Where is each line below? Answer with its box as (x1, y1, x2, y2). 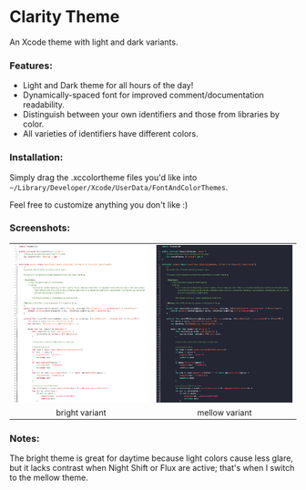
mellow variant (197, 407, 252, 418)
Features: (9, 59, 53, 72)
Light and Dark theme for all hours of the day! (22, 80, 194, 91)
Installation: (9, 151, 64, 164)
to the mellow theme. (9, 472, 88, 484)
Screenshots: (9, 221, 71, 234)
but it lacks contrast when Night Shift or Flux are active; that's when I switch (9, 463, 295, 474)
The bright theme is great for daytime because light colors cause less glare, (9, 453, 294, 464)
